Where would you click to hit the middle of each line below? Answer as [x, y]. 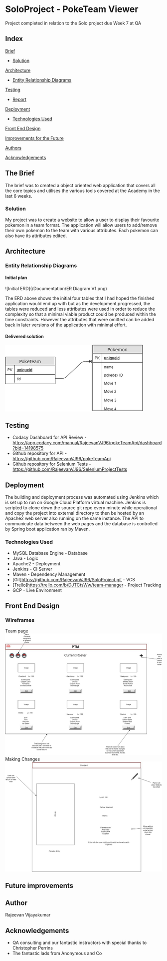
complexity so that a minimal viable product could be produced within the [81, 314]
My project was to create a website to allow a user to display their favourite [82, 220]
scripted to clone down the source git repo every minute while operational [81, 508]
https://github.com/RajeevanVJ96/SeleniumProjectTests [70, 469]
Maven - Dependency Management [49, 574]
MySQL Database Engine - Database [50, 553]
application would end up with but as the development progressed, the [78, 304]
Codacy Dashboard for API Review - [49, 437]
